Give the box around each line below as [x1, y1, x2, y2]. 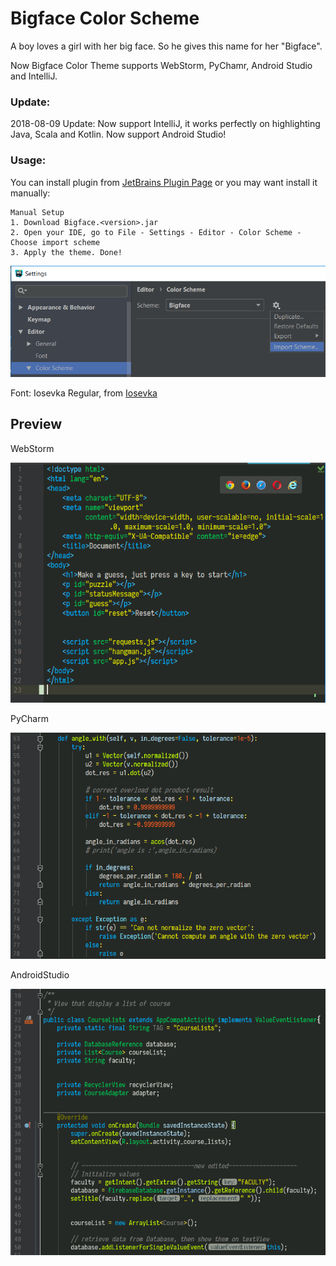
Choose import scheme [10, 237, 101, 247]
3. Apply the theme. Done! [10, 247, 123, 257]
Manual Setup [10, 207, 65, 217]
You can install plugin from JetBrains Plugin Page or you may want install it [10, 176, 318, 188]
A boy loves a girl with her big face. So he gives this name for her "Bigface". [10, 40, 323, 52]
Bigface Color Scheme [10, 7, 200, 30]
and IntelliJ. [10, 70, 58, 82]
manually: [10, 187, 51, 199]
